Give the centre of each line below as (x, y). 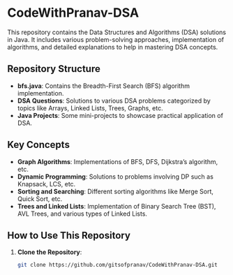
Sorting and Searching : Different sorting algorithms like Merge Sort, (115, 191)
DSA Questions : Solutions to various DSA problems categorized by (114, 101)
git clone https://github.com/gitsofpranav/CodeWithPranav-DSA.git (117, 265)
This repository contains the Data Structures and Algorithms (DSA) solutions (117, 32)
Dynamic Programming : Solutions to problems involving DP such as (115, 177)
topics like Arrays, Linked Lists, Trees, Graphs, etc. (90, 108)
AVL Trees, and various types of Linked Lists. (82, 214)
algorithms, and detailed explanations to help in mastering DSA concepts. (113, 47)
